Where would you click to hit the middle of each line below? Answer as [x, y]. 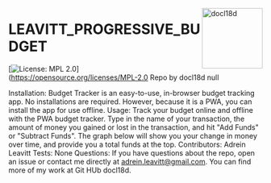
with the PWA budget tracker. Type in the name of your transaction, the [127, 119]
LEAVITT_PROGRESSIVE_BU [104, 29]
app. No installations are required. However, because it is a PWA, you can [130, 102]
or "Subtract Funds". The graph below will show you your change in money [133, 135]
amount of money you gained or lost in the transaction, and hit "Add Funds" [134, 127]
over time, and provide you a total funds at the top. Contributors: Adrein [127, 144]
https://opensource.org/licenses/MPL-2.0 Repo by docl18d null [115, 77]
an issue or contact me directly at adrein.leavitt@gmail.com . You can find [130, 161]
